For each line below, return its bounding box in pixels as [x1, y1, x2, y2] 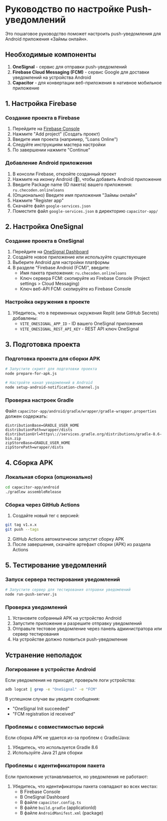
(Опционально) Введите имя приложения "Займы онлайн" [12, 192, 137, 198]
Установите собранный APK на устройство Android [12, 615, 121, 621]
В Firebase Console [19, 789, 60, 795]
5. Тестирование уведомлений [5, 561, 107, 570]
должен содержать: [5, 413, 48, 419]
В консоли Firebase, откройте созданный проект [12, 171, 116, 177]
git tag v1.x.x [5, 522, 37, 527]
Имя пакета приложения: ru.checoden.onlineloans [19, 270, 126, 276]
